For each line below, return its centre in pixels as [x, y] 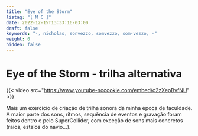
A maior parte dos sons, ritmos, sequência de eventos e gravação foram [94, 114]
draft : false [22, 28]
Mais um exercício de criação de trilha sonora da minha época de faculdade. [99, 108]
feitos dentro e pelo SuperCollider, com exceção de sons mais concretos [95, 120]
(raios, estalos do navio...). [38, 127]
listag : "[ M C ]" [29, 17]
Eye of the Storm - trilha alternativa [94, 74]
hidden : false [24, 45]
